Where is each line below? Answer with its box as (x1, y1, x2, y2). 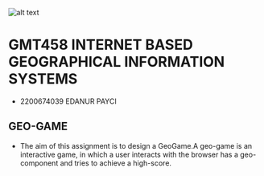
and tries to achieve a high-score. (60, 158, 171, 168)
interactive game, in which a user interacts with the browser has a (19, 149, 239, 159)
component (19, 158, 59, 168)
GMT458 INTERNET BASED (8, 36, 193, 54)
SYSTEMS (8, 70, 78, 88)
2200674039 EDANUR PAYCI (19, 96, 117, 106)
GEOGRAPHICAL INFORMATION (8, 53, 225, 72)
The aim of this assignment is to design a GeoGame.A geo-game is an (19, 141, 253, 150)
